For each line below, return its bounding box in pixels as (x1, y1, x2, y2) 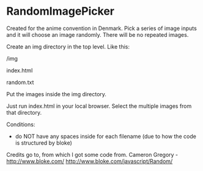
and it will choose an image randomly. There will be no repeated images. (6, 31, 189, 38)
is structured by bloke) (15, 139, 72, 146)
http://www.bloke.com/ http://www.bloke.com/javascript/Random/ (6, 158, 173, 165)
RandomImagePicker (6, 4, 115, 18)
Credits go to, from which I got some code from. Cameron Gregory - (6, 151, 179, 158)
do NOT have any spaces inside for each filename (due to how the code (15, 132, 197, 140)
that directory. (6, 108, 42, 116)
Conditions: (6, 121, 35, 128)
